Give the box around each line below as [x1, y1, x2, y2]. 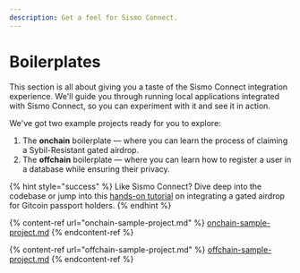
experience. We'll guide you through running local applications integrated [9, 90, 280, 101]
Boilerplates [9, 51, 101, 72]
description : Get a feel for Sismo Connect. [9, 13, 178, 22]
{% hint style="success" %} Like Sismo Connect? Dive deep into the [9, 181, 262, 192]
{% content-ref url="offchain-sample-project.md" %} [9, 243, 206, 255]
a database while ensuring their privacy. [21, 163, 170, 175]
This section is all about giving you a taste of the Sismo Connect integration [9, 81, 288, 92]
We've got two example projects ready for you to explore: [9, 117, 221, 128]
